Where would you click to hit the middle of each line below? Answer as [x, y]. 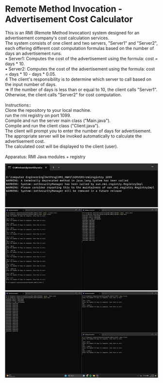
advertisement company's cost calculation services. [57, 38]
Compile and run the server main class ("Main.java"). [58, 121]
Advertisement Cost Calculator [69, 19]
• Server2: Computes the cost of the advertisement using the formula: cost [80, 69]
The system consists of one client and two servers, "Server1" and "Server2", [81, 43]
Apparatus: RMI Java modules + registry [45, 157]
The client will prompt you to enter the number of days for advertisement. [78, 131]
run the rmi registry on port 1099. [38, 115]
